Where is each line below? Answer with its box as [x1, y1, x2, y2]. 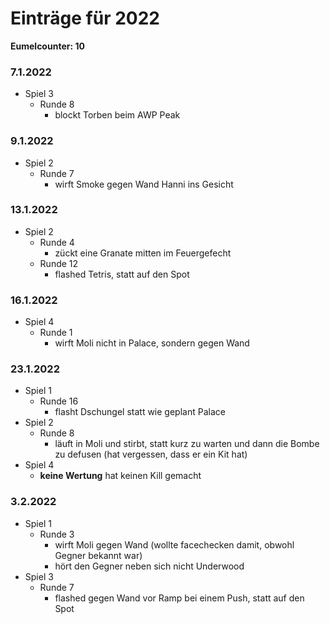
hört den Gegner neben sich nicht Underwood [54, 560, 245, 572]
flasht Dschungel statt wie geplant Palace [54, 406, 226, 418]
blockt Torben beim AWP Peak [54, 109, 181, 121]
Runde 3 [39, 528, 75, 540]
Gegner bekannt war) [54, 549, 143, 561]
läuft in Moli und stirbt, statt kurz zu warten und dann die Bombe [54, 438, 320, 450]
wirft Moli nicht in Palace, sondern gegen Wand [54, 337, 250, 349]
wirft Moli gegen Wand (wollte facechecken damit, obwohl [54, 538, 295, 551]
